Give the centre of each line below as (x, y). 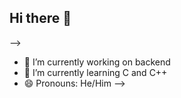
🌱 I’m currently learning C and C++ (95, 72)
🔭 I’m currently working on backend (97, 62)
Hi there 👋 (40, 18)
